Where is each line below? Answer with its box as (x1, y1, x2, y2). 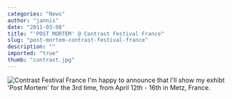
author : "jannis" (7, 17, 59, 24)
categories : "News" (7, 10, 66, 18)
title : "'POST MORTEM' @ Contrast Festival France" (7, 30, 164, 37)
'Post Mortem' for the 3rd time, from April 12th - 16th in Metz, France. (7, 83, 211, 92)
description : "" (7, 43, 56, 50)
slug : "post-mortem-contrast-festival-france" (7, 37, 148, 44)
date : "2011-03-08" (7, 23, 66, 30)
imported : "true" (7, 50, 59, 57)
